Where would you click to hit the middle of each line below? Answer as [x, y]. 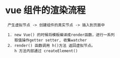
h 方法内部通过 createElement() [46, 51]
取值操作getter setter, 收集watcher [51, 40]
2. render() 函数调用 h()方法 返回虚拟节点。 [51, 45]
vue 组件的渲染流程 [46, 10]
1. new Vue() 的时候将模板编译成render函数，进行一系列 [61, 35]
